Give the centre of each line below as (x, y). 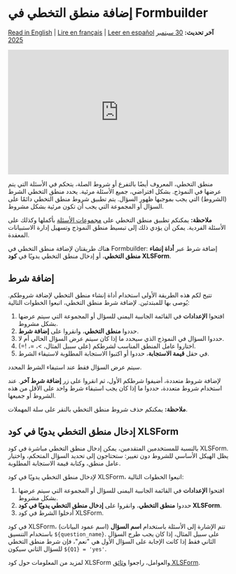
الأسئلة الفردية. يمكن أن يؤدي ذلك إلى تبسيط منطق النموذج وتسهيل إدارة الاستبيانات (117, 228)
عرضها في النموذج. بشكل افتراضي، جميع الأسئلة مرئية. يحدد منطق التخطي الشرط (115, 192)
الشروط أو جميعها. (32, 396)
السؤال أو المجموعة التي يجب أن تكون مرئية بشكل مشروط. (86, 207)
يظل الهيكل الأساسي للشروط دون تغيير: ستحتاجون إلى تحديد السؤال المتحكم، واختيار (118, 456)
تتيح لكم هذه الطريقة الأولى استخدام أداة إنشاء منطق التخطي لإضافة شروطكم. (110, 295)
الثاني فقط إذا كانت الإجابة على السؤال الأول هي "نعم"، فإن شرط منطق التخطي (112, 542)
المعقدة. (19, 235)
